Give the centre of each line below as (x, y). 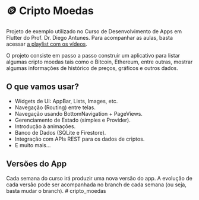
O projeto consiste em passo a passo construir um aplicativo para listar (93, 55)
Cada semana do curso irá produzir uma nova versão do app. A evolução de (99, 178)
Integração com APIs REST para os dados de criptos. (80, 139)
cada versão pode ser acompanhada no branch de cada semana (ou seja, (97, 185)
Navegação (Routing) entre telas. (55, 107)
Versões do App (37, 164)
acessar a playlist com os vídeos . (47, 44)
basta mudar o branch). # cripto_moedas (56, 191)
